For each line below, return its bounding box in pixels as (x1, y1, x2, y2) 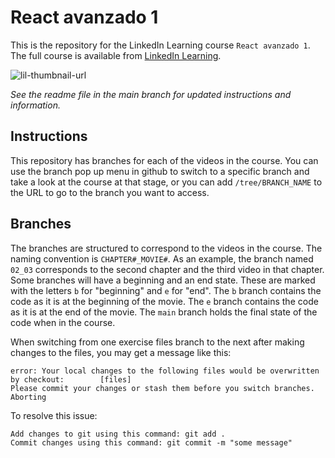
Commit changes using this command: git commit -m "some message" (10, 437, 293, 448)
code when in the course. (10, 316, 116, 328)
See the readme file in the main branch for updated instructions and (10, 88, 292, 100)
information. (10, 99, 61, 111)
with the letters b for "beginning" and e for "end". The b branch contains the (10, 284, 322, 296)
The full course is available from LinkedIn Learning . (10, 49, 222, 61)
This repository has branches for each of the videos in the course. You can (10, 154, 319, 166)
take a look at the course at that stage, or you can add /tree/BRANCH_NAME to (10, 176, 323, 188)
